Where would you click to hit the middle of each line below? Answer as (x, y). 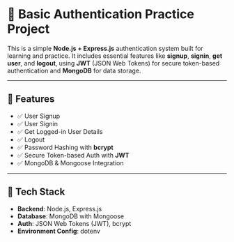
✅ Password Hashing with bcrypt (65, 147)
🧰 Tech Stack (36, 192)
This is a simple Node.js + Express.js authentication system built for (105, 48)
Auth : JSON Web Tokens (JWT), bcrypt (74, 223)
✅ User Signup (39, 116)
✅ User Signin (37, 123)
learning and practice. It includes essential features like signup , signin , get (115, 56)
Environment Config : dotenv (59, 231)
